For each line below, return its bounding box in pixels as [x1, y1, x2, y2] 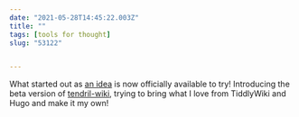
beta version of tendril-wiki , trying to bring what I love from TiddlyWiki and [9, 88, 286, 99]
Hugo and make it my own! [9, 98, 109, 109]
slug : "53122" [9, 38, 63, 48]
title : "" [9, 22, 47, 31]
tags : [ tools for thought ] [9, 30, 111, 39]
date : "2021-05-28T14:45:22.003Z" [9, 13, 140, 22]
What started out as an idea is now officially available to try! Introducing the [9, 78, 291, 90]
